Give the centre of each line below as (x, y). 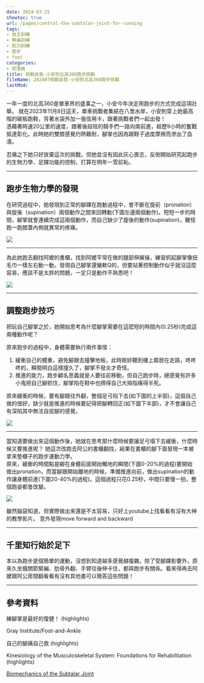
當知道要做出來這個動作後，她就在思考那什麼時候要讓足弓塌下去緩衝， (94, 441)
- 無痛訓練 (18, 40)
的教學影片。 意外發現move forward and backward (70, 518)
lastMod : (17, 86)
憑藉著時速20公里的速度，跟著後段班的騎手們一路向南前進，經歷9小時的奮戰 (102, 126)
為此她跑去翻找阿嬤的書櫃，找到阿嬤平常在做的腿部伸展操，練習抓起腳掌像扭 (102, 257)
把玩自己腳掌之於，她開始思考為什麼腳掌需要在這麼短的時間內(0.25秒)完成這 (102, 327)
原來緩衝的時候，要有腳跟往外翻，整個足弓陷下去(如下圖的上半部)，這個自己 (101, 395)
